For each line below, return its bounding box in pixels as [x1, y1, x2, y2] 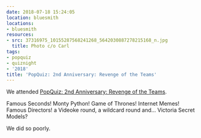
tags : [6, 49, 20, 55]
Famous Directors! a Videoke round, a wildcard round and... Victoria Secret [6, 106, 195, 114]
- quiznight [6, 60, 37, 66]
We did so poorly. [6, 125, 51, 132]
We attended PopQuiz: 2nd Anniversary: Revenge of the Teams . [6, 88, 167, 95]
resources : [6, 32, 34, 38]
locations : [6, 20, 34, 26]
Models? [6, 113, 28, 120]
